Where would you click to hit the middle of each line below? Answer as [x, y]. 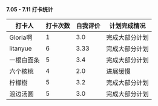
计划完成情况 [128, 26]
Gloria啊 [21, 37]
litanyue [21, 48]
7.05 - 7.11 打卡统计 [30, 9]
